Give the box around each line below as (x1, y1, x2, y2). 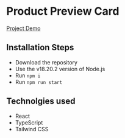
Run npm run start (15, 78, 63, 85)
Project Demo (6, 25, 41, 32)
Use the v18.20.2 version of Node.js (15, 65, 105, 72)
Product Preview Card (6, 4, 120, 18)
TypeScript (15, 118, 43, 126)
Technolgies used (6, 96, 76, 107)
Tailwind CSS (15, 125, 49, 132)
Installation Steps (6, 42, 74, 53)
